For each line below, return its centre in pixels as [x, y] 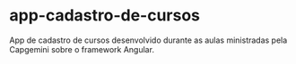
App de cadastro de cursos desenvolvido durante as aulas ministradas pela [148, 40]
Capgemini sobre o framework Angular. [82, 49]
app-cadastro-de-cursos [104, 16]
